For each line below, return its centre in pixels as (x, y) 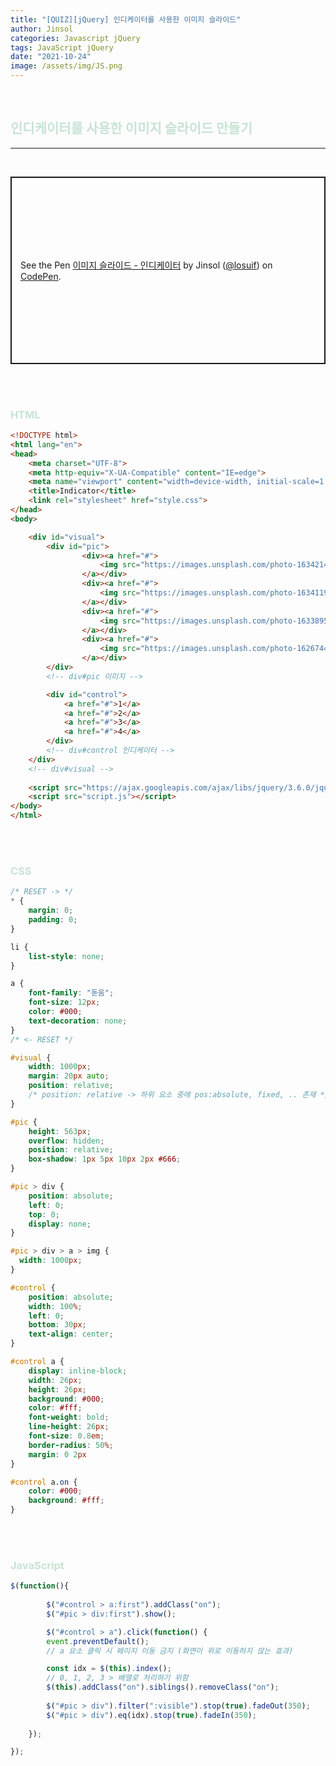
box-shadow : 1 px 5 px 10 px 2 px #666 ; (105, 1159)
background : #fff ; (66, 1501)
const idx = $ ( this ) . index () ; (109, 1669)
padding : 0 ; (53, 920)
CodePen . (41, 277)
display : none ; (60, 1224)
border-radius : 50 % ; (71, 1445)
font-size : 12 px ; (64, 1002)
